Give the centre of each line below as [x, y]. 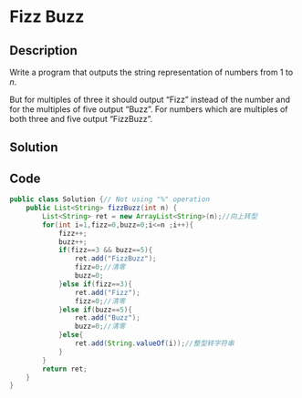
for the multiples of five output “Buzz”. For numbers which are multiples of [149, 109]
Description [43, 51]
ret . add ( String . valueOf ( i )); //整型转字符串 [154, 343]
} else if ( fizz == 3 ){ [95, 284]
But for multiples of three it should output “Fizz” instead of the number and [150, 99]
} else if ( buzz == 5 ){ [95, 310]
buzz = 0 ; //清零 [100, 327]
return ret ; [65, 369]
